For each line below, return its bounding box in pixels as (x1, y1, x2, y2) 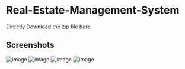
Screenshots (6, 40, 55, 50)
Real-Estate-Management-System (6, 4, 180, 17)
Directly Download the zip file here (6, 23, 91, 30)
